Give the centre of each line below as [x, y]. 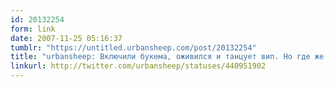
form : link [33, 29]
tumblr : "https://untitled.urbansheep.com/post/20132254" [133, 47]
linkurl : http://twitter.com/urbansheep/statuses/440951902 [138, 66]
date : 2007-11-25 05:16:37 [66, 38]
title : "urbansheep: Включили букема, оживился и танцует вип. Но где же [167, 57]
